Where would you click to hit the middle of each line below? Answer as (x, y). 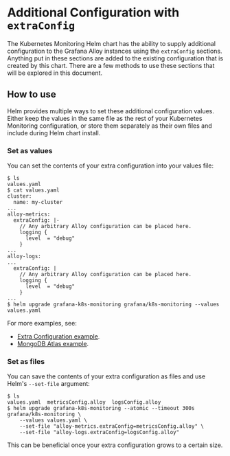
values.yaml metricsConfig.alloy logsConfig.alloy (84, 402)
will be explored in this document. (55, 73)
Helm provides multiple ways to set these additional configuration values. (111, 111)
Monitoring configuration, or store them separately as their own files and (110, 126)
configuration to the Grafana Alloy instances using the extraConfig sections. (115, 51)
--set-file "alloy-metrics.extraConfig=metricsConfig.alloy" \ (112, 426)
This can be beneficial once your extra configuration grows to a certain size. (115, 445)
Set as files (26, 361)
